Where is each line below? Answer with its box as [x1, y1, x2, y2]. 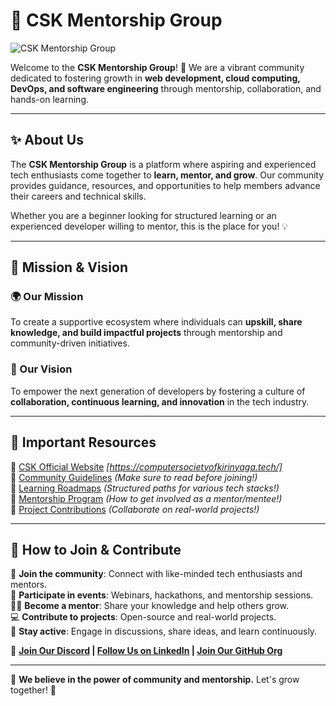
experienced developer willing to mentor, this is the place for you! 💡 [10, 220, 289, 232]
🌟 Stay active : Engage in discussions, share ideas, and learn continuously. [10, 625, 318, 638]
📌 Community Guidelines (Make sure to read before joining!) [10, 471, 258, 483]
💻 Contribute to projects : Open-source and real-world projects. [10, 611, 277, 623]
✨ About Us [10, 132, 84, 149]
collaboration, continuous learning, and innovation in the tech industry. [10, 395, 310, 408]
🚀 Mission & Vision [10, 259, 129, 276]
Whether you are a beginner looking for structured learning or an [10, 209, 277, 221]
